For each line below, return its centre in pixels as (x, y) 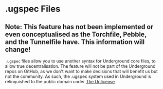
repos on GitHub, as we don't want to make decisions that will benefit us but (81, 71)
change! (18, 49)
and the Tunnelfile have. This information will (75, 42)
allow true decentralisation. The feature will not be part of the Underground (80, 66)
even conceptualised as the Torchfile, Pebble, (76, 34)
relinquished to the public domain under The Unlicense (60, 82)
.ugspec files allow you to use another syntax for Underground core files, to (80, 61)
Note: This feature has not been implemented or (79, 27)
